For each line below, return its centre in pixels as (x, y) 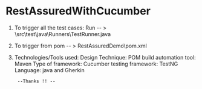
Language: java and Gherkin (50, 70)
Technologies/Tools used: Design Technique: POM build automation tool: (105, 57)
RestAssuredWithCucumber (78, 11)
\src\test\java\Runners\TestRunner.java (63, 34)
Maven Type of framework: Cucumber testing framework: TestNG (96, 64)
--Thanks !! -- (36, 81)
